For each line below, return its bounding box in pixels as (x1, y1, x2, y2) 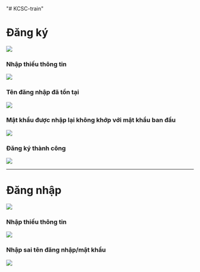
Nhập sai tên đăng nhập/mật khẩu (6, 246, 106, 254)
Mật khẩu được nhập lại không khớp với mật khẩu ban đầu (6, 116, 176, 124)
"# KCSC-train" (6, 5, 44, 12)
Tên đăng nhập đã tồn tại (6, 88, 79, 96)
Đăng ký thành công (6, 144, 66, 152)
